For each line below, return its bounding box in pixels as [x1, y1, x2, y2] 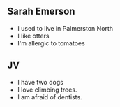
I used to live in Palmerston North [17, 24, 114, 32]
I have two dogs [17, 78, 64, 86]
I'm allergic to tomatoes [17, 38, 85, 48]
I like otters [17, 31, 50, 40]
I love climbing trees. [17, 85, 77, 94]
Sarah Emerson [7, 6, 75, 17]
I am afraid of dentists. [17, 92, 82, 101]
